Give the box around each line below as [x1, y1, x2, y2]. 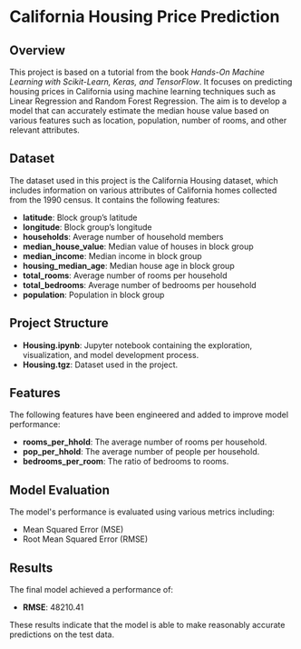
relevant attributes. [9, 125, 80, 135]
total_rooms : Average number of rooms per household [22, 270, 228, 281]
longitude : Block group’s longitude [22, 221, 152, 233]
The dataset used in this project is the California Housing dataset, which [9, 175, 278, 185]
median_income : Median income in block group [22, 250, 202, 261]
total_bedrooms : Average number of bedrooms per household [22, 279, 257, 290]
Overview [9, 43, 66, 58]
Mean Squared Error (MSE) [22, 524, 124, 535]
